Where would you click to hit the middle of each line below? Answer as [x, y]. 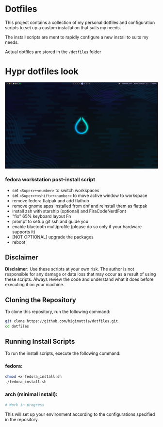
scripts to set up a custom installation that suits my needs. [63, 27]
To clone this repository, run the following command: [58, 312]
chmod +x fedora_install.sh [33, 377]
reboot [19, 242]
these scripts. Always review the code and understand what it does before [79, 279]
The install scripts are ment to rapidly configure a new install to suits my [77, 37]
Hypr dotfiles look [42, 71]
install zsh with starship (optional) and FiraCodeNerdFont [69, 211]
